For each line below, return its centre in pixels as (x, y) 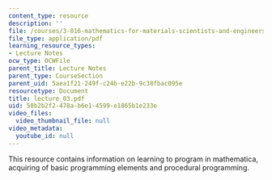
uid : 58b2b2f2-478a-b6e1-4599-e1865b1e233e (83, 106)
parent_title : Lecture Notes (57, 69)
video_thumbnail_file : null (63, 121)
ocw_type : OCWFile (39, 61)
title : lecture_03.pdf (47, 98)
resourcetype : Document (49, 91)
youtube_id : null (45, 136)
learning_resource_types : (52, 46)
